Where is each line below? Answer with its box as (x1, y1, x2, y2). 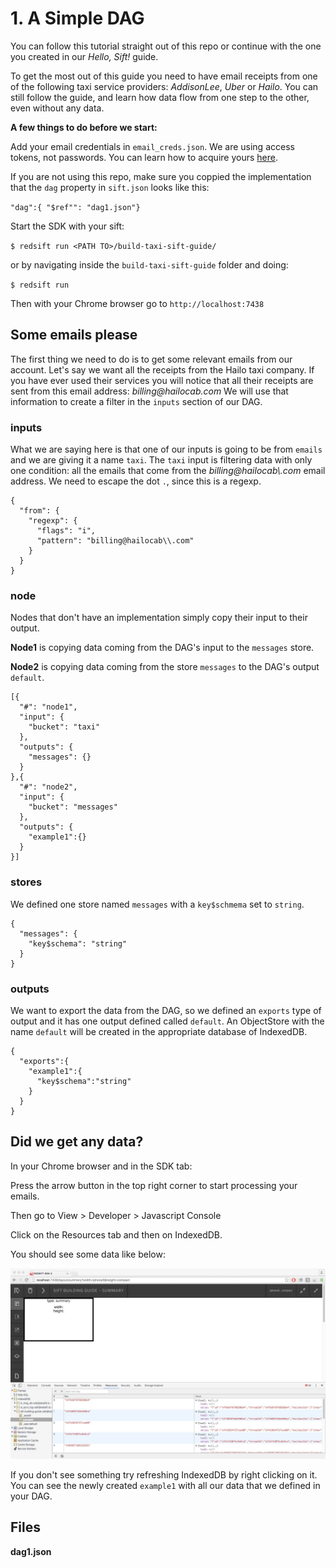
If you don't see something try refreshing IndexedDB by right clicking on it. (10, 1468, 318, 1481)
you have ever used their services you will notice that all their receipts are (10, 374, 314, 386)
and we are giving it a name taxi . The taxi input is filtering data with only (10, 454, 313, 466)
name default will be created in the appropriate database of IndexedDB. (10, 1025, 308, 1037)
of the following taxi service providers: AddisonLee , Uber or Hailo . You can (10, 80, 319, 92)
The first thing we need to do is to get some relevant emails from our (10, 353, 293, 365)
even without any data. (10, 102, 105, 114)
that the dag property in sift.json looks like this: (10, 181, 210, 193)
